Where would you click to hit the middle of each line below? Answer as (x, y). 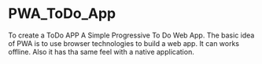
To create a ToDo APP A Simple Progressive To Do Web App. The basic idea (131, 35)
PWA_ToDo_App (62, 14)
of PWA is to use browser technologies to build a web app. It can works (124, 43)
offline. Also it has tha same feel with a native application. (101, 52)
